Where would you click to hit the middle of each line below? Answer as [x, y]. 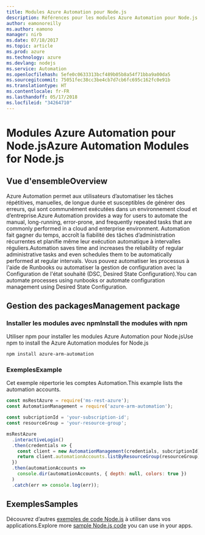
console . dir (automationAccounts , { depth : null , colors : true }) [102, 474]
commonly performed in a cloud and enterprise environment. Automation [98, 228]
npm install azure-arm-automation [50, 354]
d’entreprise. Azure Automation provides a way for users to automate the [97, 215]
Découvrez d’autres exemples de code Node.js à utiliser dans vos [88, 519]
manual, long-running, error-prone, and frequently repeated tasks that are [99, 222]
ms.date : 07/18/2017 [33, 40]
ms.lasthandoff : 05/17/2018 [42, 97]
